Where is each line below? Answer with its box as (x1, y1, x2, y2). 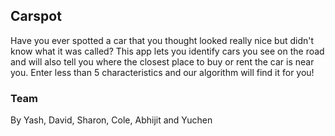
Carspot (10, 8, 62, 25)
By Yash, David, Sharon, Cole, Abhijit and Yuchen (10, 114, 213, 126)
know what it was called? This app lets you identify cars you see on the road (10, 45, 325, 57)
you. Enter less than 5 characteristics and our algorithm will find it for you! (10, 66, 315, 78)
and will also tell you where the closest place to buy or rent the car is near (10, 55, 315, 68)
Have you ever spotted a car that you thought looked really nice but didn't (10, 34, 315, 46)
